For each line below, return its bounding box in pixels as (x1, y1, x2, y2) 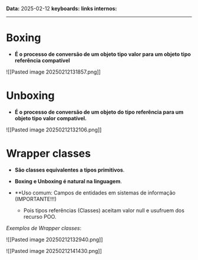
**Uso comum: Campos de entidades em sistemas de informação (14, 189, 176, 196)
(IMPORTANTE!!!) (14, 195, 57, 202)
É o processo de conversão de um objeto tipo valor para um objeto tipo (14, 50, 192, 58)
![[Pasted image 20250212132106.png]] (6, 126, 102, 133)
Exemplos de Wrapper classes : (6, 224, 81, 232)
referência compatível (14, 57, 70, 64)
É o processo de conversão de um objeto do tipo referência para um (14, 108, 184, 116)
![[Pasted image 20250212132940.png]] (6, 236, 103, 243)
